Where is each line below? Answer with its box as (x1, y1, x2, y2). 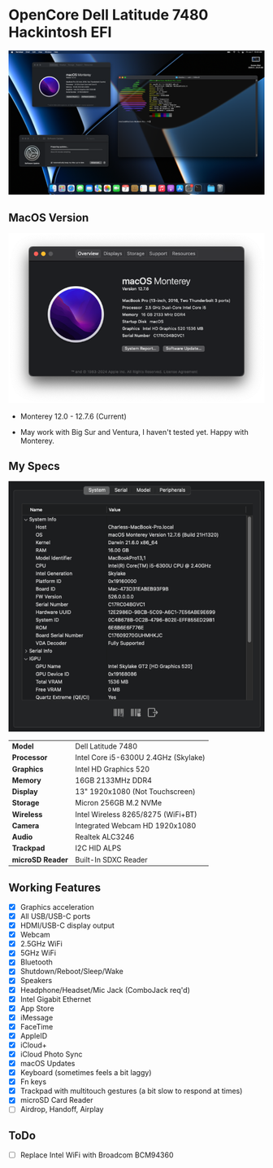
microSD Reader (11, 854, 69, 864)
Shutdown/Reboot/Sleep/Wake (19, 967, 123, 977)
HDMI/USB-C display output (19, 920, 115, 930)
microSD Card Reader (19, 1096, 93, 1105)
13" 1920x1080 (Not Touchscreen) (75, 787, 196, 797)
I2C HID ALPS (75, 843, 122, 853)
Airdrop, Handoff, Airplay (19, 1104, 104, 1114)
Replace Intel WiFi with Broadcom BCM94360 (19, 1150, 174, 1160)
